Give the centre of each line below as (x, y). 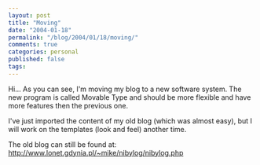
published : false (37, 60)
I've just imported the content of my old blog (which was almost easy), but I (130, 121)
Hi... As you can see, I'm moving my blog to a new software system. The (125, 89)
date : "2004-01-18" (40, 30)
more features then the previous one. (68, 105)
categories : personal (44, 52)
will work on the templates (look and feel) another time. (97, 129)
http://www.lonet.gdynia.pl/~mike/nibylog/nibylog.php (96, 152)
